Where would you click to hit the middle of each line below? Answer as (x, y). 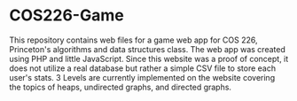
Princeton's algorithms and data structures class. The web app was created (147, 49)
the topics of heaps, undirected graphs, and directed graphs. (121, 87)
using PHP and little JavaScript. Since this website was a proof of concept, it (149, 58)
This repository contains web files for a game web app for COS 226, (133, 40)
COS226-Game (66, 16)
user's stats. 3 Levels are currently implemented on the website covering (142, 77)
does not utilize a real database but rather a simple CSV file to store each (143, 68)
